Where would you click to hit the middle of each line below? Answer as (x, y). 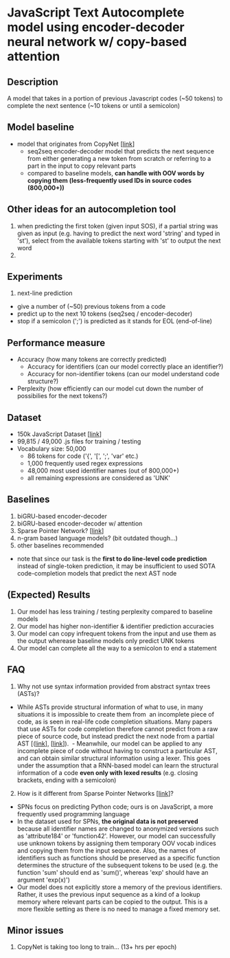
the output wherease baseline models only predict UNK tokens (105, 640)
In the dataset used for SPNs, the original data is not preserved (107, 821)
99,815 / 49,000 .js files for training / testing (79, 442)
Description (33, 81)
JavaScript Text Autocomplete (96, 13)
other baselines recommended (60, 545)
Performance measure (56, 343)
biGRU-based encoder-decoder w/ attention (80, 523)
